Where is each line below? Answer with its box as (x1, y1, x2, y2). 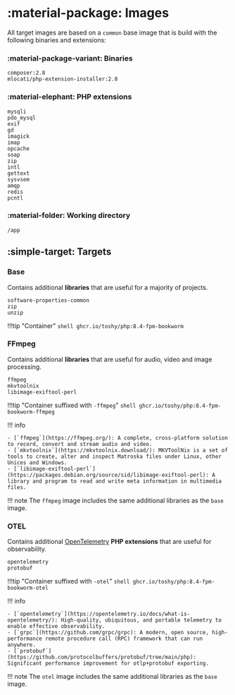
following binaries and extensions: (7, 35, 107, 44)
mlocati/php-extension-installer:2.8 (7, 75, 118, 83)
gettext (7, 169, 30, 177)
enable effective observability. (7, 623, 106, 630)
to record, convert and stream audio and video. (7, 440, 153, 447)
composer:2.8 (7, 69, 46, 77)
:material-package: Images (7, 5, 170, 21)
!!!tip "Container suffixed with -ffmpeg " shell (7, 401, 136, 409)
